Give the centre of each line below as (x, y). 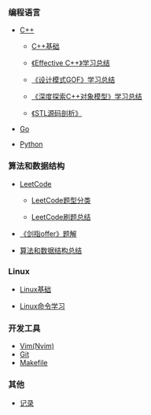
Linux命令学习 (42, 306)
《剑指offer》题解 (48, 233)
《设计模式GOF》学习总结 (73, 80)
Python (31, 144)
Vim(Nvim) (37, 346)
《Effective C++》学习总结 (70, 63)
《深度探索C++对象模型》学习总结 (87, 97)
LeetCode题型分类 (61, 200)
